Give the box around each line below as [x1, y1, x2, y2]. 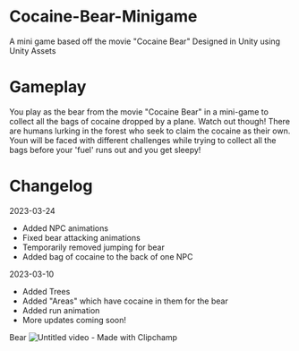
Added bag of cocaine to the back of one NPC [21, 251, 193, 261]
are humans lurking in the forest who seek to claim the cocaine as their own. [9, 125, 291, 136]
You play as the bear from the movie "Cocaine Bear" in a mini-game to [9, 106, 269, 117]
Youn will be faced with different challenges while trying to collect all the [9, 134, 277, 145]
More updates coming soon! [21, 314, 127, 325]
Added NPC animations [21, 222, 109, 234]
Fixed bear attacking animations [21, 232, 141, 243]
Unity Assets [9, 45, 56, 56]
